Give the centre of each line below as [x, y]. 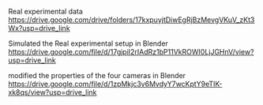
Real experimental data [45, 11]
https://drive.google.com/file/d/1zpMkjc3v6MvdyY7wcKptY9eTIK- [115, 84]
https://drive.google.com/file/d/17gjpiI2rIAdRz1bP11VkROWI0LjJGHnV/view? [131, 52]
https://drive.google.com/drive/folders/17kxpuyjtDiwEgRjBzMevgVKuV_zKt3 [131, 20]
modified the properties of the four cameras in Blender [97, 75]
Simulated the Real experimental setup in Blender [88, 43]
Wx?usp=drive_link [39, 28]
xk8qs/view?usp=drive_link [53, 92]
